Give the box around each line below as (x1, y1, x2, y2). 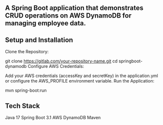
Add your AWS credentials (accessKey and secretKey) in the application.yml (5, 73, 159, 79)
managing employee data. (5, 19, 86, 27)
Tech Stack (5, 102, 40, 110)
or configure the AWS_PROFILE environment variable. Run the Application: (5, 78, 155, 84)
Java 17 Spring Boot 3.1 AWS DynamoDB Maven (5, 115, 101, 121)
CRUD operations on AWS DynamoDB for (5, 12, 132, 20)
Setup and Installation (5, 36, 73, 44)
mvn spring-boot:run (5, 87, 47, 93)
